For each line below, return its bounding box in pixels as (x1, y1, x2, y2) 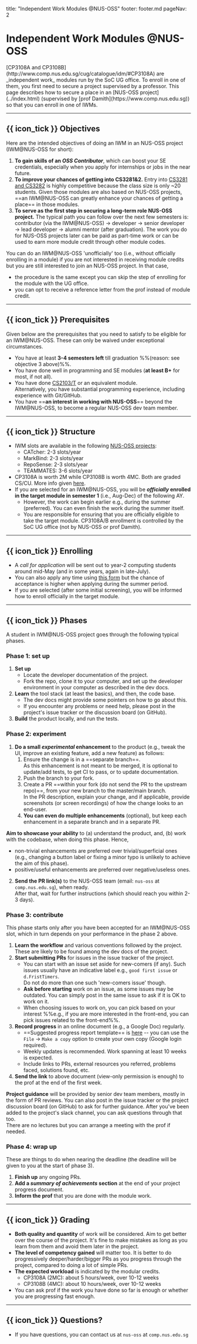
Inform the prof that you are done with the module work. (14, 1192, 152, 1199)
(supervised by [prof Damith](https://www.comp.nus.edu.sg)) (40, 95, 190, 102)
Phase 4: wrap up (6, 1142, 57, 1151)
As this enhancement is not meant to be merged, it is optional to (23, 762, 178, 769)
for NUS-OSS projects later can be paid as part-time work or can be (14, 232, 179, 239)
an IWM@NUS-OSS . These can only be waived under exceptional (6, 337, 165, 344)
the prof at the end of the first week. (14, 1079, 103, 1086)
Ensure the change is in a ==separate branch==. (23, 756, 141, 763)
